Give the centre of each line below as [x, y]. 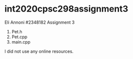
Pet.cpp [19, 37]
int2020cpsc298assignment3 [66, 9]
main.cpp [21, 42]
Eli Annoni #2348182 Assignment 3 [40, 22]
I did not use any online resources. [39, 51]
